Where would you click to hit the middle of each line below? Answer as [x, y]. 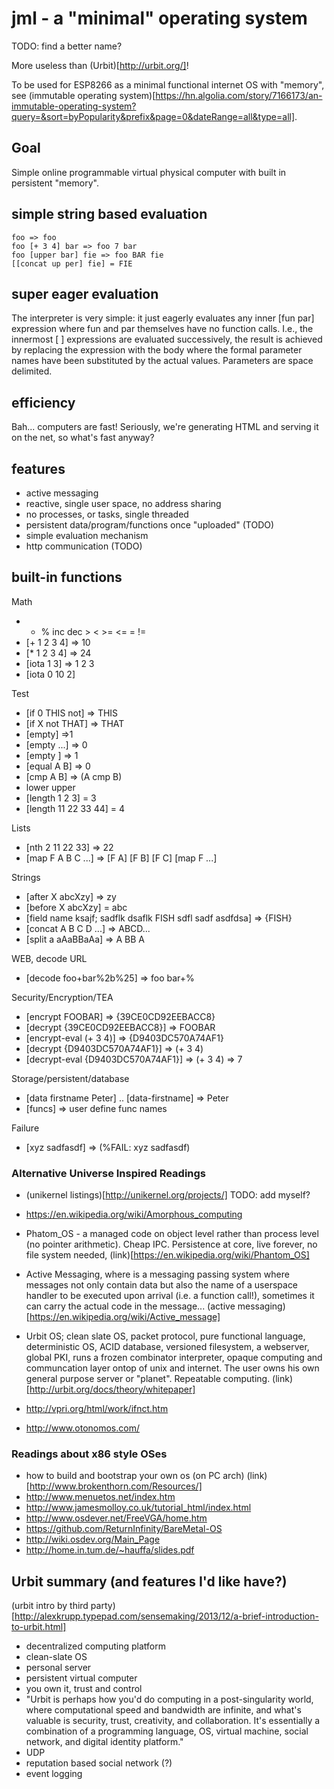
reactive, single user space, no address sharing [123, 503]
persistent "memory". [55, 183]
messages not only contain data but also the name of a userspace [162, 1285]
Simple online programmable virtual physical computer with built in [149, 172]
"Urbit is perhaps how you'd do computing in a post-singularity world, [169, 1699]
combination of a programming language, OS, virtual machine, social [167, 1731]
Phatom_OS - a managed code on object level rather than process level [172, 1234]
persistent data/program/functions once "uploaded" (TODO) [150, 525]
